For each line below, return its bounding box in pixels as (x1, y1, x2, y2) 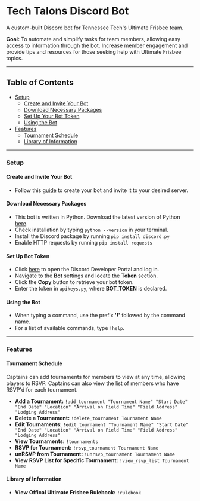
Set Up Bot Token (6, 252, 50, 259)
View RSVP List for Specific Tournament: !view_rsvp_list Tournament (14, 456, 189, 464)
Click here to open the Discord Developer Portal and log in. (14, 266, 160, 273)
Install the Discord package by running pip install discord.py (14, 233, 170, 240)
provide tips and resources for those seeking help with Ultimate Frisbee (6, 48, 182, 55)
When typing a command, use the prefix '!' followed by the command (14, 312, 186, 319)
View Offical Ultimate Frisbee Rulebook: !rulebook (14, 488, 142, 496)
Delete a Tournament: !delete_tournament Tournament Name (14, 414, 162, 421)
